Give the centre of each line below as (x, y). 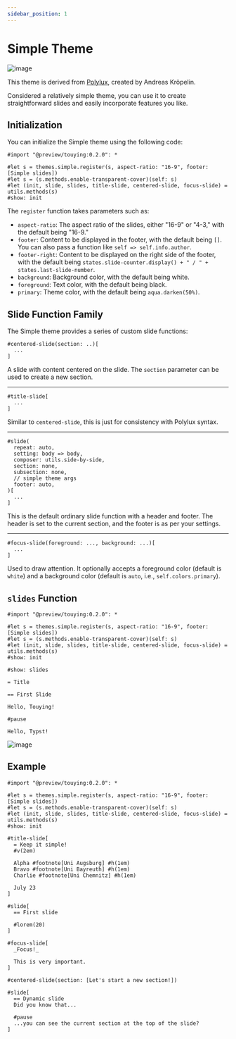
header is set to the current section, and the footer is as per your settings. (114, 524)
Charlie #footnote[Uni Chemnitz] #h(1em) (75, 875)
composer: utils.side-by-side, (59, 460)
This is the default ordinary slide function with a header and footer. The (110, 516)
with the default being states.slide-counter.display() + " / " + (113, 262)
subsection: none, (41, 473)
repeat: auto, (34, 448)
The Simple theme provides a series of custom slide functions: (98, 331)
